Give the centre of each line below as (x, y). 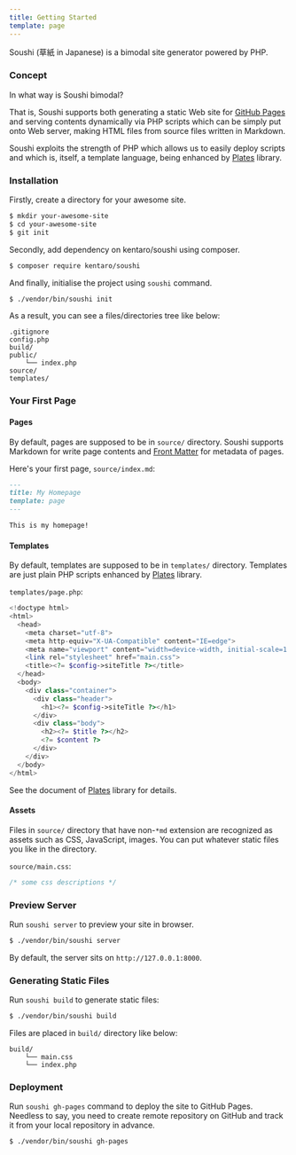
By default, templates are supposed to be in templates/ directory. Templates (148, 565)
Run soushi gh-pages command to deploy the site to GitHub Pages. (131, 1106)
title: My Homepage (45, 493)
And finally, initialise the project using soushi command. (111, 283)
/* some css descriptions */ (63, 882)
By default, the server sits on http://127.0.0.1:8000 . (105, 957)
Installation (34, 180)
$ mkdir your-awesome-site (59, 216)
